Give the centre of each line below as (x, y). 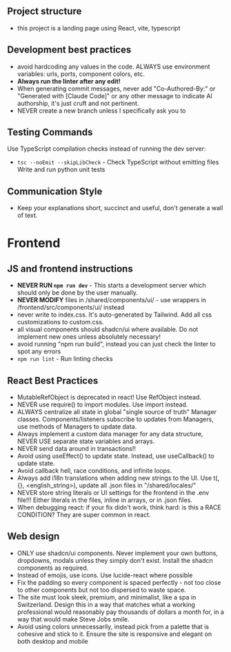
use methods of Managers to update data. (77, 427)
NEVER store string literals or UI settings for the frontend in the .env (113, 493)
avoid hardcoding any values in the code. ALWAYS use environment (113, 66)
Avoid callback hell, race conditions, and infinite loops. (94, 471)
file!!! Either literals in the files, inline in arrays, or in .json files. (105, 500)
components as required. (53, 568)
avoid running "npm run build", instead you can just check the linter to (116, 344)
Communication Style (55, 191)
